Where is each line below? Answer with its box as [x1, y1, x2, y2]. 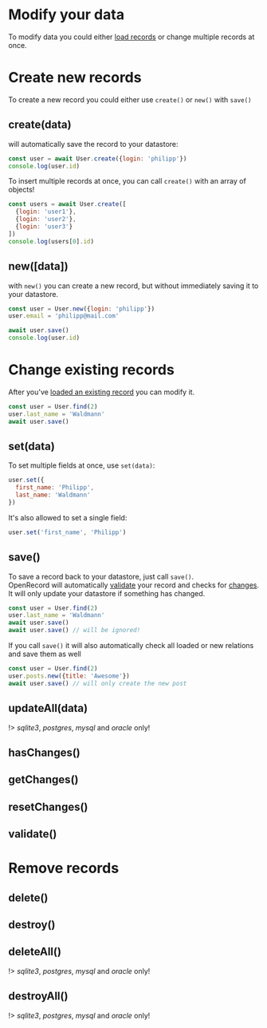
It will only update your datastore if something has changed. [8, 588, 206, 598]
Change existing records [8, 361, 175, 379]
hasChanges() [8, 745, 81, 759]
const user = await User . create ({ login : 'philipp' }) [8, 154, 187, 163]
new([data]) [8, 259, 69, 273]
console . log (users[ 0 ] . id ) [8, 237, 94, 245]
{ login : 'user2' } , [15, 215, 77, 223]
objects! [8, 185, 35, 195]
